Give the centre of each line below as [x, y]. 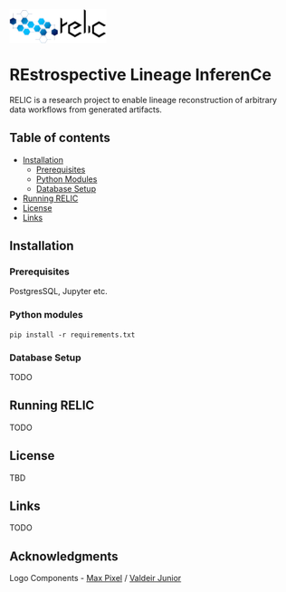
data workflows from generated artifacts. [86, 110]
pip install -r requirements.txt [72, 335]
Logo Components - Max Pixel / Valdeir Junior [95, 578]
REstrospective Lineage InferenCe [140, 75]
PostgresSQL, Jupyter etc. [58, 291]
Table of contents [60, 138]
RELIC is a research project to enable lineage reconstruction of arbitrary [143, 100]
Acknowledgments [64, 556]
